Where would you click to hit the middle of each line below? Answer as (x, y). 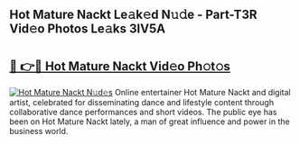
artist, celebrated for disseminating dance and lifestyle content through (141, 102)
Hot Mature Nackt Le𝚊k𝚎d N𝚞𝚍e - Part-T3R (133, 15)
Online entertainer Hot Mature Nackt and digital (202, 92)
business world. (39, 131)
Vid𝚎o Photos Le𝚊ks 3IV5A (87, 29)
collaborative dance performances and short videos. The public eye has (143, 112)
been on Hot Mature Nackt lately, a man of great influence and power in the (150, 121)
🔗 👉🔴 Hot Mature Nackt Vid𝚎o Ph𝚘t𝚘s (120, 66)
